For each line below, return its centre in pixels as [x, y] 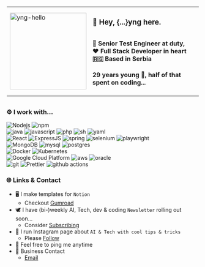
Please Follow [42, 238]
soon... [24, 218]
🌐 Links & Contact [34, 180]
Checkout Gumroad [49, 203]
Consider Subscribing [52, 225]
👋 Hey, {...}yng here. [127, 22]
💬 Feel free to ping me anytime [54, 244]
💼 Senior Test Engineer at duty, [139, 43]
